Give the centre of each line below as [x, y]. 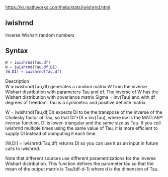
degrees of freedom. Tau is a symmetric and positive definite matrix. [76, 103]
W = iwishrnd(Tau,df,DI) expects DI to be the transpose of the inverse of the [84, 112]
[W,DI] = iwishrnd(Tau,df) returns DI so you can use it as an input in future [82, 143]
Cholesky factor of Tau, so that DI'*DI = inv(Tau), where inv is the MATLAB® [84, 118]
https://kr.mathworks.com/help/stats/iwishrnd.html [58, 7]
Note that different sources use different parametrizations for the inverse [80, 158]
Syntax [17, 51]
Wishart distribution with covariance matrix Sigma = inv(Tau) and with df [80, 97]
